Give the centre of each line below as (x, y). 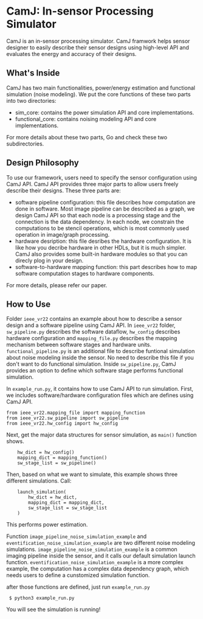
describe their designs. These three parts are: (64, 191)
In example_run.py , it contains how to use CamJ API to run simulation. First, (100, 389)
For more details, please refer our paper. (57, 285)
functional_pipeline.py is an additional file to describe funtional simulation (101, 351)
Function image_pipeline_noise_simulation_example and (77, 536)
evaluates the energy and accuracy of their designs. (71, 54)
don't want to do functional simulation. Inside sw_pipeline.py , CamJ (91, 364)
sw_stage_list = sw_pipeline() (57, 463)
